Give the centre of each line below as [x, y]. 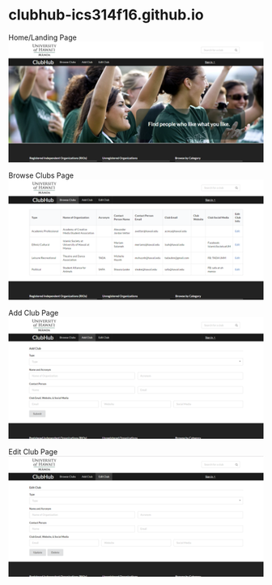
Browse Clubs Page [41, 175]
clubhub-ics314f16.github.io [106, 15]
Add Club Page [34, 313]
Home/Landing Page [42, 37]
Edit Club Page [33, 451]
